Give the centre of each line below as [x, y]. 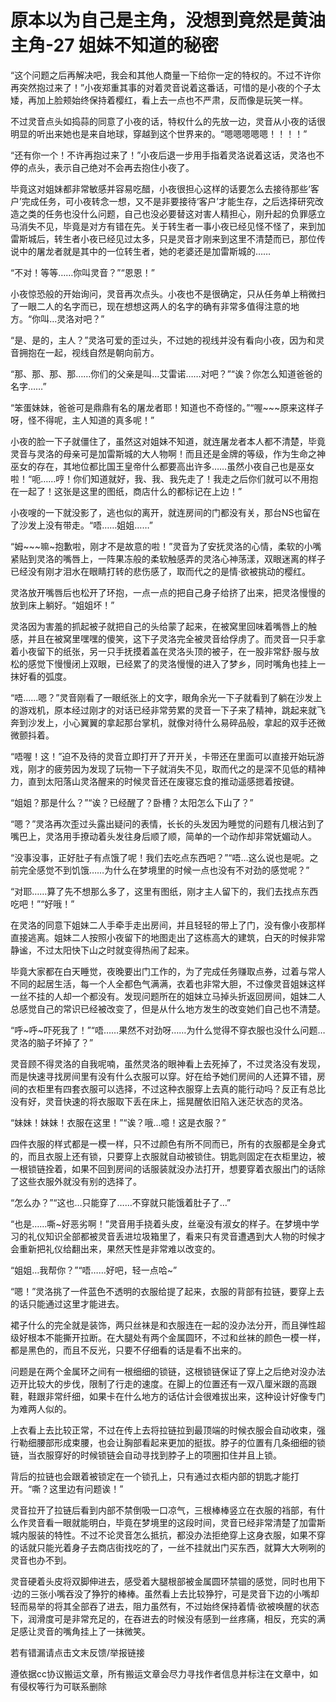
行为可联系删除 [75, 1686]
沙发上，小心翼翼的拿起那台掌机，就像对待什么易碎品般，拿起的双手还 [172, 722]
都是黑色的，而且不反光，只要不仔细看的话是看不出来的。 [128, 1350]
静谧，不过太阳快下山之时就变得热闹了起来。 [102, 950]
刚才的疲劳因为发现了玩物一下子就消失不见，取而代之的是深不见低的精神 [176, 768]
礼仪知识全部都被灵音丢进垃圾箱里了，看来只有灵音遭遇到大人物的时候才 [176, 1236]
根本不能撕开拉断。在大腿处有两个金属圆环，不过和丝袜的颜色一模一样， [176, 1337]
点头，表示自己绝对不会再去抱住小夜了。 [111, 167]
